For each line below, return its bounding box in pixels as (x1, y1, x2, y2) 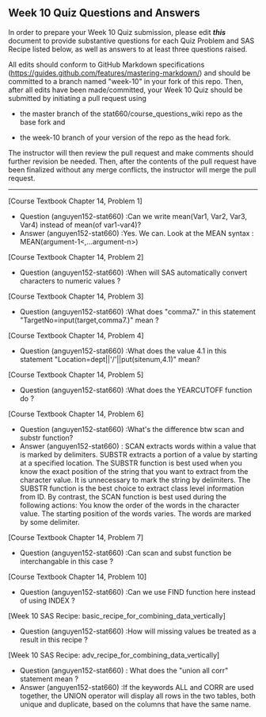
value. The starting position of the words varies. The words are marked (19, 508, 252, 518)
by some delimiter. (19, 517, 81, 526)
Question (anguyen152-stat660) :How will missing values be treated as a (19, 626, 256, 636)
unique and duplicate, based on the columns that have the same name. (19, 699, 252, 709)
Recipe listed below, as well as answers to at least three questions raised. (8, 44, 248, 54)
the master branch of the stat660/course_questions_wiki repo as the (19, 109, 243, 118)
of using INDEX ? (19, 596, 75, 605)
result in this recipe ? (19, 634, 89, 644)
